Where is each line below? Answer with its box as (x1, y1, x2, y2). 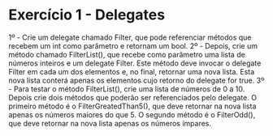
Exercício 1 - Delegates (8, 6, 165, 24)
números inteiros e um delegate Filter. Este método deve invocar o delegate (8, 58, 262, 68)
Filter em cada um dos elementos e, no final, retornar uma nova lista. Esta (8, 66, 255, 76)
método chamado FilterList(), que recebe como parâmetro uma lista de (8, 49, 245, 59)
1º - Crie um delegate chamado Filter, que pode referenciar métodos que (8, 32, 252, 42)
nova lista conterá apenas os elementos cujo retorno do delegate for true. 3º (8, 75, 265, 85)
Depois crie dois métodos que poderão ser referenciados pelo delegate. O (8, 92, 258, 102)
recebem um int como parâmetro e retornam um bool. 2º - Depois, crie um (8, 40, 258, 50)
